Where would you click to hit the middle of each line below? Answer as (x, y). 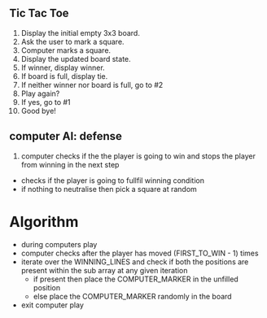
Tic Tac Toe (39, 13)
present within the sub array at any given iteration (104, 270)
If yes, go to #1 (46, 102)
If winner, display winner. (63, 68)
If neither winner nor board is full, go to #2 (92, 85)
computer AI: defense (66, 136)
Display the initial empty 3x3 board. (81, 33)
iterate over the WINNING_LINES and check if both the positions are (135, 261)
